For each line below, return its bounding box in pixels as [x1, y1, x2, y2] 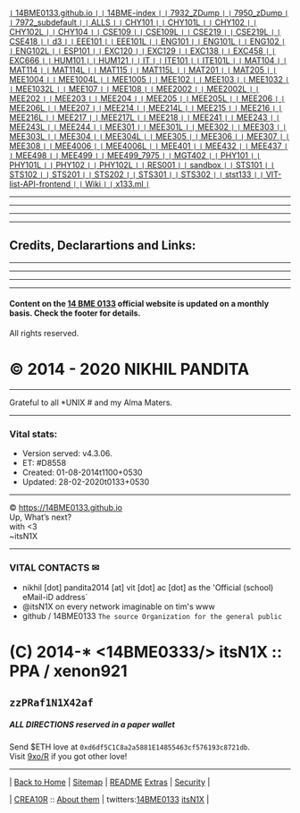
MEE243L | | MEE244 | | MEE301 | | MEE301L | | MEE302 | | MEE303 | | [9, 122, 287, 132]
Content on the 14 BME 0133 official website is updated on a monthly [9, 299, 270, 309]
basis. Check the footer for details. [9, 308, 141, 318]
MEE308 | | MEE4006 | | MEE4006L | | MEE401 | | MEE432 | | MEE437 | [9, 140, 288, 151]
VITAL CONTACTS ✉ [9, 562, 100, 574]
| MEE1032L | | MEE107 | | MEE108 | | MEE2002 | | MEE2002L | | [9, 84, 260, 94]
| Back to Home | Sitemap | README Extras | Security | [9, 777, 211, 788]
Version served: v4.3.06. [21, 448, 113, 459]
